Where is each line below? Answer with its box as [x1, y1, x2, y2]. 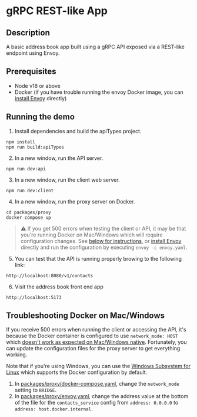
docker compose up [6, 214, 51, 221]
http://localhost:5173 [6, 294, 62, 300]
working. [6, 351, 28, 358]
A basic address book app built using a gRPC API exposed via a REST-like [6, 43, 185, 50]
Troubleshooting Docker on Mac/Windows [6, 311, 165, 321]
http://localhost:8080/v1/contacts [6, 272, 94, 278]
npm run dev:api [6, 166, 46, 172]
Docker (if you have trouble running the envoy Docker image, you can [14, 88, 183, 96]
